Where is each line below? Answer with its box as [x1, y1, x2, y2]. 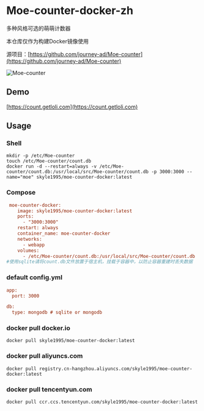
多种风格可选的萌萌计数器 [6, 24, 71, 32]
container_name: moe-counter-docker [17, 231, 111, 237]
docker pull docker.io [6, 324, 71, 332]
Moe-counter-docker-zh [6, 4, 134, 18]
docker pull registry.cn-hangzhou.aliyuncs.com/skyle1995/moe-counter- [6, 365, 192, 372]
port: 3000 [12, 293, 40, 299]
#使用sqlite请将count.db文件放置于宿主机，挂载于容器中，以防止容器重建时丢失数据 [6, 259, 193, 265]
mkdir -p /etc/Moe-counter [6, 153, 75, 159]
